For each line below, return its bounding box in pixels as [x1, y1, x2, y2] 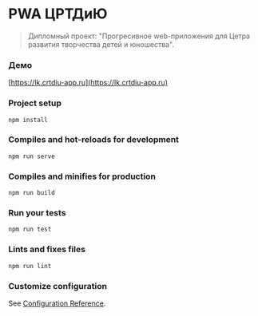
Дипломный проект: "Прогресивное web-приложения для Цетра [27, 31, 250, 41]
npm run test [8, 225, 52, 234]
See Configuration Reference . [8, 298, 106, 308]
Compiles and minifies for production [8, 171, 156, 182]
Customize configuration [8, 280, 108, 291]
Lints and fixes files [8, 244, 86, 255]
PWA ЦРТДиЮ [8, 5, 108, 23]
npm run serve [8, 152, 56, 160]
